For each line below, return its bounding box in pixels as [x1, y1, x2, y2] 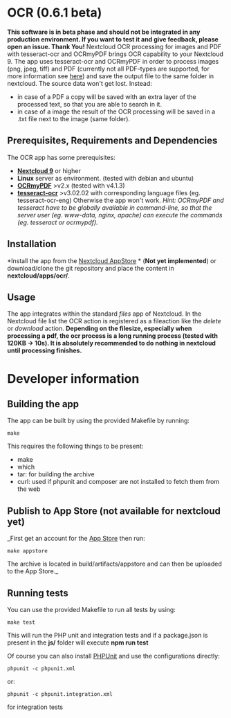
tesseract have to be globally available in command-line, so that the [17, 203, 212, 212]
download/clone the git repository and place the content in [7, 264, 174, 272]
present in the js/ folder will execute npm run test [7, 638, 149, 647]
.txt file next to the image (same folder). [17, 114, 130, 123]
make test [7, 619, 36, 626]
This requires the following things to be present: [7, 442, 144, 451]
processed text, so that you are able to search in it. [17, 100, 163, 108]
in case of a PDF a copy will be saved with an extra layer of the [17, 92, 196, 101]
